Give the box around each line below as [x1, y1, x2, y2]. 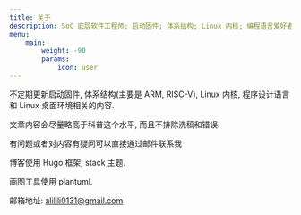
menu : [9, 30, 30, 39]
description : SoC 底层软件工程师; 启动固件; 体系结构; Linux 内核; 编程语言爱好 [9, 21, 288, 30]
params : [41, 55, 70, 64]
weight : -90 [41, 47, 87, 56]
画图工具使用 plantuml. [9, 176, 93, 186]
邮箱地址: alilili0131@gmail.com [9, 194, 124, 206]
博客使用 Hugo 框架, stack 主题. [9, 157, 126, 168]
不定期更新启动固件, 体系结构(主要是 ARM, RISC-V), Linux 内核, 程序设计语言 [9, 89, 290, 99]
